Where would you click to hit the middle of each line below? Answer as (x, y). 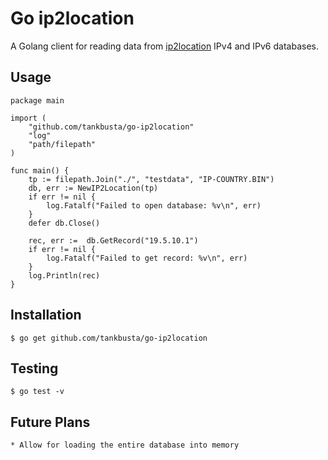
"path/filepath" (62, 144)
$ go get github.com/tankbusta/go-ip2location (109, 338)
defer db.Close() (64, 223)
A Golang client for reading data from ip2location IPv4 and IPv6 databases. (164, 46)
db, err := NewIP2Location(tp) (93, 188)
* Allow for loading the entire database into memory (125, 445)
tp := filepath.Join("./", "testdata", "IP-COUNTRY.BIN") (151, 179)
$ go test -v (37, 392)
